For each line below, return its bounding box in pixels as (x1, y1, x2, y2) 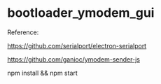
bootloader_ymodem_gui (7, 5, 155, 21)
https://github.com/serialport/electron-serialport (7, 41, 147, 50)
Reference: (7, 28, 39, 36)
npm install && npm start (7, 69, 78, 77)
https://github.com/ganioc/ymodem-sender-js (7, 55, 140, 64)
